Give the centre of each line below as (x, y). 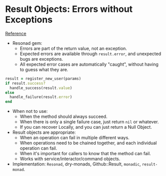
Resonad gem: (27, 43)
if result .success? (25, 83)
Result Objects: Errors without (69, 9)
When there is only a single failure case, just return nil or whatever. (89, 122)
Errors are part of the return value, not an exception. (73, 48)
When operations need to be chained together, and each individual (88, 143)
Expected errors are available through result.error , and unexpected (90, 54)
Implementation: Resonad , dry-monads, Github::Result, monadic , (77, 164)
